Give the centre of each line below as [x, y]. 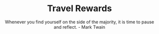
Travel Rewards [79, 8]
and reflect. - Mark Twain [79, 27]
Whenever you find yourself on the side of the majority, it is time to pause [79, 22]
